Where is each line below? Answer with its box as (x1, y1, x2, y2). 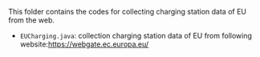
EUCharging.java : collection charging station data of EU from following (19, 31, 253, 40)
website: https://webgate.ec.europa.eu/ (19, 39, 149, 49)
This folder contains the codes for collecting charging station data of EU (8, 7, 247, 16)
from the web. (8, 15, 55, 25)
